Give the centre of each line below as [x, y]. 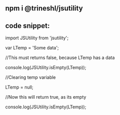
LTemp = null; [19, 87]
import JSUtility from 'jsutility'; [37, 38]
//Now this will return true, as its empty [46, 97]
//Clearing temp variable [31, 77]
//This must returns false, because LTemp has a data [60, 57]
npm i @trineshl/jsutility [44, 8]
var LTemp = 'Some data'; [32, 48]
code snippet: [28, 26]
